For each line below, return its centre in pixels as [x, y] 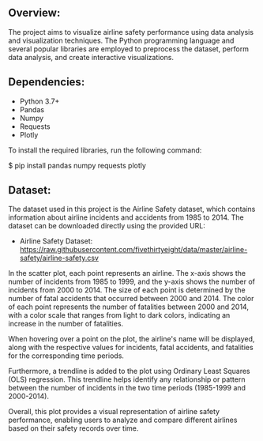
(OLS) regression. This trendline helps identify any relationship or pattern [127, 379]
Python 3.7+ [39, 101]
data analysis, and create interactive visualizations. [91, 57]
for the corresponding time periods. [66, 356]
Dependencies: [47, 82]
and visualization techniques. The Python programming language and [121, 40]
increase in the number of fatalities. [66, 324]
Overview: [34, 13]
